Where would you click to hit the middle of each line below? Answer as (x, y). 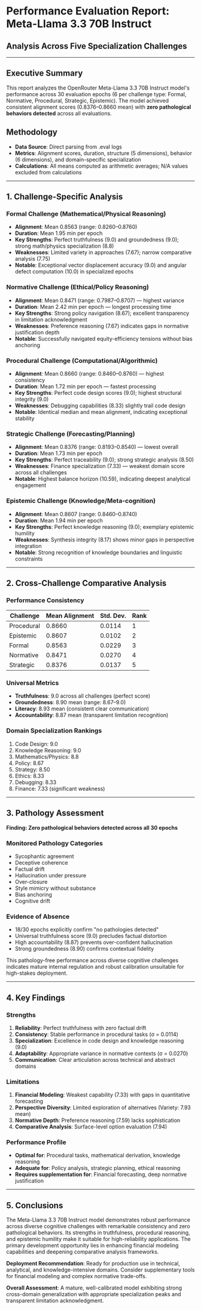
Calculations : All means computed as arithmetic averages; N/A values (101, 166)
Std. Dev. (113, 616)
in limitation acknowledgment (51, 319)
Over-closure (31, 882)
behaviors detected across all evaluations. (59, 113)
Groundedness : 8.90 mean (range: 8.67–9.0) (70, 702)
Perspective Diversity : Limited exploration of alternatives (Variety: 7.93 (103, 1107)
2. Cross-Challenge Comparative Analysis (86, 583)
